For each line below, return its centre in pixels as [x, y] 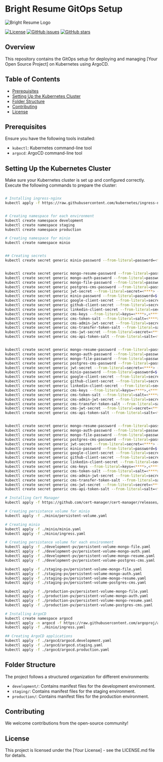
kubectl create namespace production [43, 229]
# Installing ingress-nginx [33, 199]
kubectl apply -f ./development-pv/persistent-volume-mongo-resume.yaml [80, 556]
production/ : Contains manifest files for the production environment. [81, 696]
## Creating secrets [26, 256]
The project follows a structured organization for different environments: [77, 676]
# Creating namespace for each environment [50, 216]
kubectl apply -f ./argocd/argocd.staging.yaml [54, 645]
